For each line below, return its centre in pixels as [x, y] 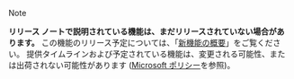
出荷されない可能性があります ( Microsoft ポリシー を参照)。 [125, 65]
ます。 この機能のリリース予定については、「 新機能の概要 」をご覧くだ [144, 43]
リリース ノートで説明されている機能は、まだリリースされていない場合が [143, 31]
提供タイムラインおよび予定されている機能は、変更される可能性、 [148, 54]
